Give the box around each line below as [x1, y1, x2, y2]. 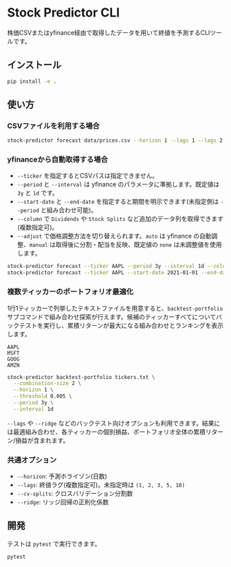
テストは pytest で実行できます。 [7, 539, 101, 548]
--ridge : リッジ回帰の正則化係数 [16, 498, 109, 506]
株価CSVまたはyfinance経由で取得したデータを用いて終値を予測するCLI [7, 28, 210, 37]
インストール [7, 59, 62, 71]
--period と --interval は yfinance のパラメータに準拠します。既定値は [16, 181, 220, 189]
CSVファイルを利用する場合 [7, 121, 100, 130]
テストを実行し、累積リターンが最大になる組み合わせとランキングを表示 [19, 321, 223, 329]
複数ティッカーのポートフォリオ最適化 [7, 287, 134, 297]
